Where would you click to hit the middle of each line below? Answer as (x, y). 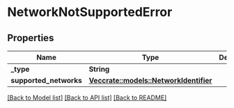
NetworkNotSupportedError (90, 12)
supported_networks (46, 80)
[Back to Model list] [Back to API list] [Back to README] (87, 98)
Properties (31, 38)
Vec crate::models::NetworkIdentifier (150, 80)
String (99, 69)
